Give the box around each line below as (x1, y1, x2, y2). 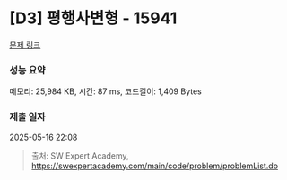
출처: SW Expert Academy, (30, 150, 129, 161)
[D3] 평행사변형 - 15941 (9, 8, 178, 29)
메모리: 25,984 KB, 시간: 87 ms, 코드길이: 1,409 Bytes (9, 86, 202, 97)
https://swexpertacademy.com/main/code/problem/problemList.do (30, 160, 279, 171)
